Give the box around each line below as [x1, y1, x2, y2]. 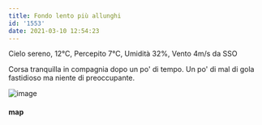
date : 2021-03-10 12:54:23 [8, 27, 100, 35]
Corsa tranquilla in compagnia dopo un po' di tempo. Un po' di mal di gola [8, 65, 255, 74]
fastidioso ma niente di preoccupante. [8, 73, 135, 83]
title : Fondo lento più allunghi [8, 11, 122, 20]
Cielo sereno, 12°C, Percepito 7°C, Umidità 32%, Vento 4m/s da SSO [8, 49, 238, 59]
